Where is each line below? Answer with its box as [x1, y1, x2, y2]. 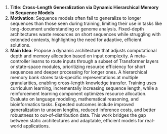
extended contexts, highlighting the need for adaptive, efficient [10, 37, 142, 43]
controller [10, 58, 30, 64]
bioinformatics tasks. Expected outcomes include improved [10, 102, 134, 107]
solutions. [10, 42, 31, 48]
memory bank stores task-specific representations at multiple [10, 75, 139, 80]
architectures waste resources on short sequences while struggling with [10, 31, 161, 37]
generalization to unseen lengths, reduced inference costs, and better [10, 107, 156, 113]
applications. [23, 123, 50, 129]
